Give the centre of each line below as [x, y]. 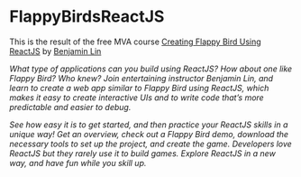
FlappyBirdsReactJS [87, 17]
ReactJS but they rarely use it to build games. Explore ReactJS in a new [143, 153]
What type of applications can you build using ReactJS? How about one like [151, 69]
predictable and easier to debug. [70, 107]
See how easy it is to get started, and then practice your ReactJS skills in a [149, 125]
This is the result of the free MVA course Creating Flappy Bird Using [135, 42]
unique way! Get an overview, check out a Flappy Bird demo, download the [149, 134]
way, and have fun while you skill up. [78, 163]
